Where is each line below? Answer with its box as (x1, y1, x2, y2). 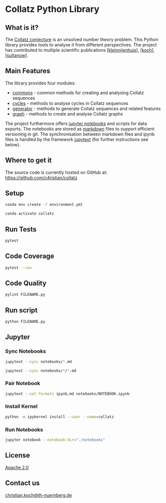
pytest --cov (5, 265, 32, 270)
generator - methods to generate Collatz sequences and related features (12, 106, 161, 112)
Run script (5, 306, 38, 314)
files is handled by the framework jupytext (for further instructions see (5, 136, 149, 142)
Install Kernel (5, 403, 38, 410)
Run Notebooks (5, 426, 44, 433)
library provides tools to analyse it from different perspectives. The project (5, 42, 157, 48)
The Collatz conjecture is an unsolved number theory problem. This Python (5, 36, 159, 42)
